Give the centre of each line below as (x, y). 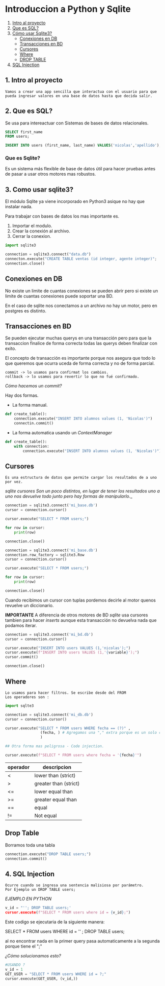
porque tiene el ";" (24, 947)
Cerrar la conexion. (32, 236)
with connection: (32, 446)
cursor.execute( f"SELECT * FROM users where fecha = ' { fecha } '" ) (73, 755)
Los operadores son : (27, 697)
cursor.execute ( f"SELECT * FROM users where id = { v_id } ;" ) (68, 912)
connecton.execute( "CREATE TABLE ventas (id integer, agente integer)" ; (81, 259)
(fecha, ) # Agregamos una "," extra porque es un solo (98, 733)
